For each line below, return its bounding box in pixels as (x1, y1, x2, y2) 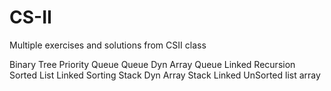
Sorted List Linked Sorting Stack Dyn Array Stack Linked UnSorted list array (9, 69, 321, 81)
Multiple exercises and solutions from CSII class (9, 39, 207, 51)
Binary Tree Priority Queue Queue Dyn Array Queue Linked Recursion (9, 58, 296, 70)
